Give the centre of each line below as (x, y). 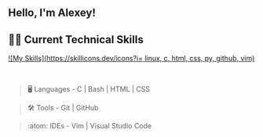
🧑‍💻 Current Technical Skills (76, 40)
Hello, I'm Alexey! (52, 13)
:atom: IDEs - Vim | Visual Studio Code (89, 126)
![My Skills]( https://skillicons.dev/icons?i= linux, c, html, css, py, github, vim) (131, 59)
